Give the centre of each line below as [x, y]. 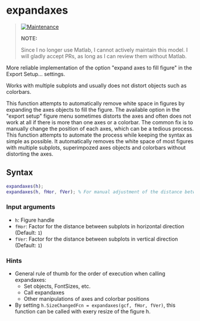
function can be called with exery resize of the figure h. [82, 311]
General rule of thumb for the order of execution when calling [90, 273]
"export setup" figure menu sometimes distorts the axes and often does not [99, 116]
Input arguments [31, 207]
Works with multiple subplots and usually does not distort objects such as [96, 85]
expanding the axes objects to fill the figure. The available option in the [93, 109]
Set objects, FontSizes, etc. [57, 287]
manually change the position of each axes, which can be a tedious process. [100, 128]
